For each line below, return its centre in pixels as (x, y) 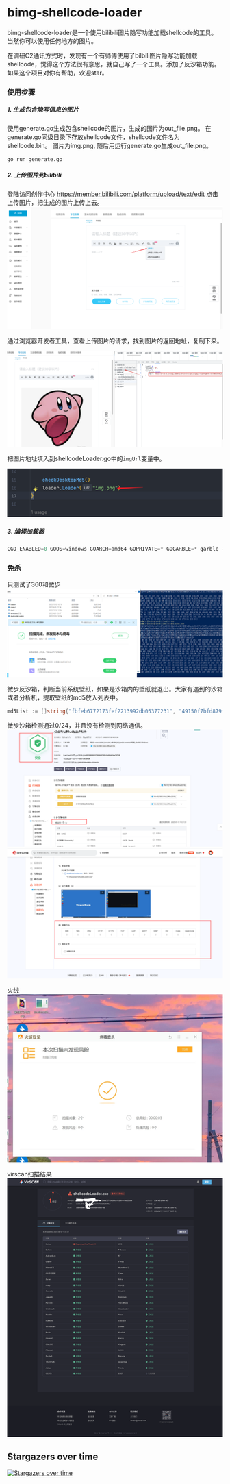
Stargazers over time (53, 1456)
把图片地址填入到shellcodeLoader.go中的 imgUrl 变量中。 (86, 458)
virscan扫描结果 (30, 1174)
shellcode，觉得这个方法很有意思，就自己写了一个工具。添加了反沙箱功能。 (114, 64)
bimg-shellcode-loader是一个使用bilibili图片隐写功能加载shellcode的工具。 (112, 32)
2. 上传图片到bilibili (34, 175)
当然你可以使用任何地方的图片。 (52, 41)
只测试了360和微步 (34, 584)
